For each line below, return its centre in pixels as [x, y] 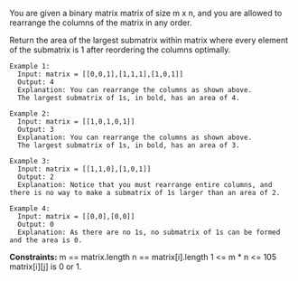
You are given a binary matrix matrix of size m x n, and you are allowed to [146, 13]
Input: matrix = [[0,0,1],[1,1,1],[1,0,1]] [100, 74]
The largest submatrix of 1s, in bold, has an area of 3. [129, 145]
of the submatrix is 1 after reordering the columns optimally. [120, 50]
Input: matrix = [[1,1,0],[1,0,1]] [84, 169]
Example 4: [30, 209]
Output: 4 [36, 82]
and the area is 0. [46, 240]
